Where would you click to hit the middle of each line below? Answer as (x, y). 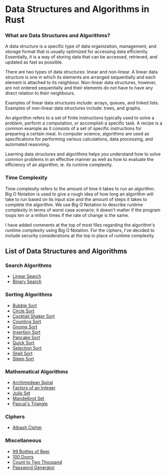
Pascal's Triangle (30, 404)
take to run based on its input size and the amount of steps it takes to (76, 199)
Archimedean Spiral (33, 382)
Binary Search (27, 281)
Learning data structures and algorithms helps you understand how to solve (83, 154)
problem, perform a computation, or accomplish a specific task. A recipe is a (84, 123)
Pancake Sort (26, 337)
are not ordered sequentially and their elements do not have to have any (79, 88)
